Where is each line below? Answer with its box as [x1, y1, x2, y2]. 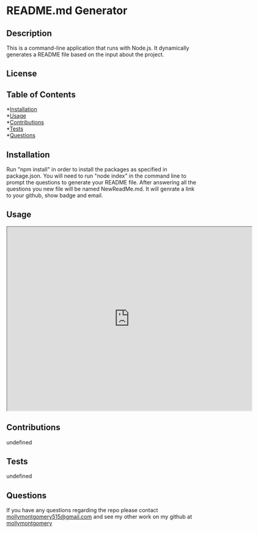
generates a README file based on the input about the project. [6, 51, 164, 58]
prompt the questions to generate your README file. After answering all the [6, 179, 197, 186]
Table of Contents [6, 89, 76, 100]
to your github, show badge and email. [6, 192, 103, 199]
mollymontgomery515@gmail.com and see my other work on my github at [6, 513, 193, 521]
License [6, 69, 37, 79]
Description [6, 28, 52, 39]
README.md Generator [6, 4, 128, 18]
